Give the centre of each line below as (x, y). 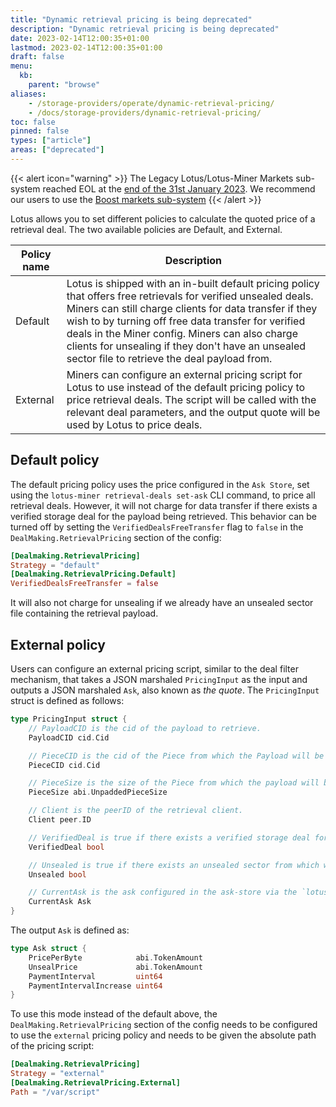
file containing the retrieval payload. (84, 613)
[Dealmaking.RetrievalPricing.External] (96, 1083)
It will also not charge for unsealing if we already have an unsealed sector (162, 603)
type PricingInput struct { (69, 719)
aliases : (28, 94)
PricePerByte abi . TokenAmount (115, 957)
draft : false (37, 57)
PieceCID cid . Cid (64, 765)
